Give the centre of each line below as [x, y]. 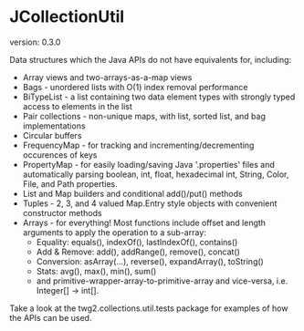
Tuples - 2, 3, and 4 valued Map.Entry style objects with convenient [150, 203]
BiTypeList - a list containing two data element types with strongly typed [159, 97]
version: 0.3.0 [35, 42]
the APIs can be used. [51, 317]
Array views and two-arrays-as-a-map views [107, 77]
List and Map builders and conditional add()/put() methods [133, 193]
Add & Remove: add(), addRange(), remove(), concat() [138, 252]
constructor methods [62, 212]
